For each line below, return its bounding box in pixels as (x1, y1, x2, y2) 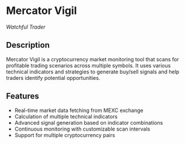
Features (6, 92, 39, 101)
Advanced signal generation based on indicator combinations (14, 119, 163, 126)
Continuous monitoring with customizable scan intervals (14, 125, 150, 132)
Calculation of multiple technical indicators (14, 113, 118, 120)
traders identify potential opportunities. (6, 74, 101, 81)
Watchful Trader (6, 23, 46, 30)
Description (6, 40, 50, 50)
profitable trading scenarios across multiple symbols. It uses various (6, 62, 171, 69)
